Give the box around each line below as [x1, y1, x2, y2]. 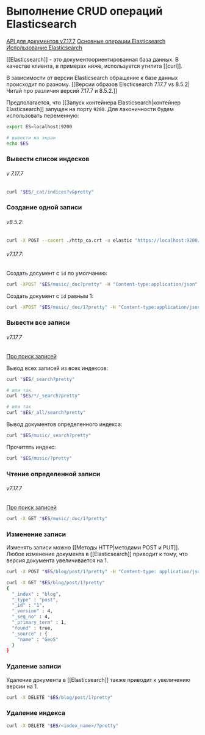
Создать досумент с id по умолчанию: [6, 269, 108, 277]
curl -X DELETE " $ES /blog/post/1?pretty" [6, 694, 113, 700]
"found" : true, [12, 625, 53, 631]
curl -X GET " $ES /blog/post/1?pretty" [6, 579, 105, 585]
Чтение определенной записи [6, 469, 101, 478]
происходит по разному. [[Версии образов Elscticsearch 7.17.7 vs [6, 81, 174, 88]
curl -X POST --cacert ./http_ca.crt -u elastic [6, 237, 132, 244]
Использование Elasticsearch [6, 44, 82, 51]
